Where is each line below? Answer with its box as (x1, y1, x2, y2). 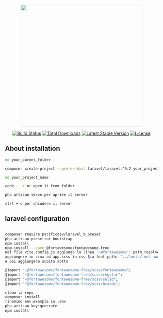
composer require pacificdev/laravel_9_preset (5, 231, 101, 237)
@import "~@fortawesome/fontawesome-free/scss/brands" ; (5, 281, 120, 286)
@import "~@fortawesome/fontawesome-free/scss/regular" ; (5, 272, 123, 277)
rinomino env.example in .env (5, 299, 66, 304)
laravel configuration (5, 214, 70, 223)
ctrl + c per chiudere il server (5, 201, 73, 206)
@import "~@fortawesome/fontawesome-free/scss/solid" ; (5, 277, 118, 282)
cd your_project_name (5, 175, 49, 180)
